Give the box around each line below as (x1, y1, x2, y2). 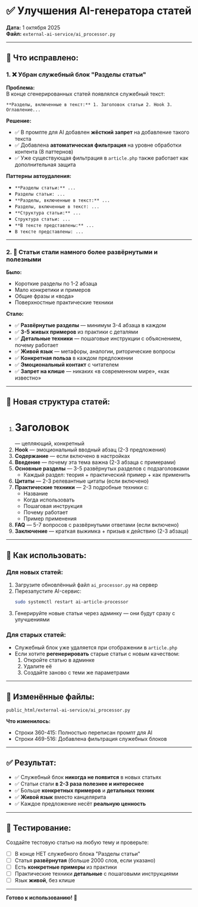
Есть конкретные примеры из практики (14, 863, 117, 870)
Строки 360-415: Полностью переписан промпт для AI (14, 729, 153, 736)
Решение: (6, 117, 32, 124)
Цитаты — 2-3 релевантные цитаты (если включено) (14, 477, 149, 484)
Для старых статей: (6, 631, 67, 639)
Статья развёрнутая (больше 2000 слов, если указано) (14, 856, 156, 864)
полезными (6, 255, 42, 263)
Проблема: (6, 84, 35, 91)
